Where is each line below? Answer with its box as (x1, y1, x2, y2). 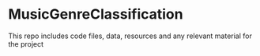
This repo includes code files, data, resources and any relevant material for (8, 31, 253, 40)
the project (8, 39, 44, 48)
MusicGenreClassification (8, 5, 183, 23)
